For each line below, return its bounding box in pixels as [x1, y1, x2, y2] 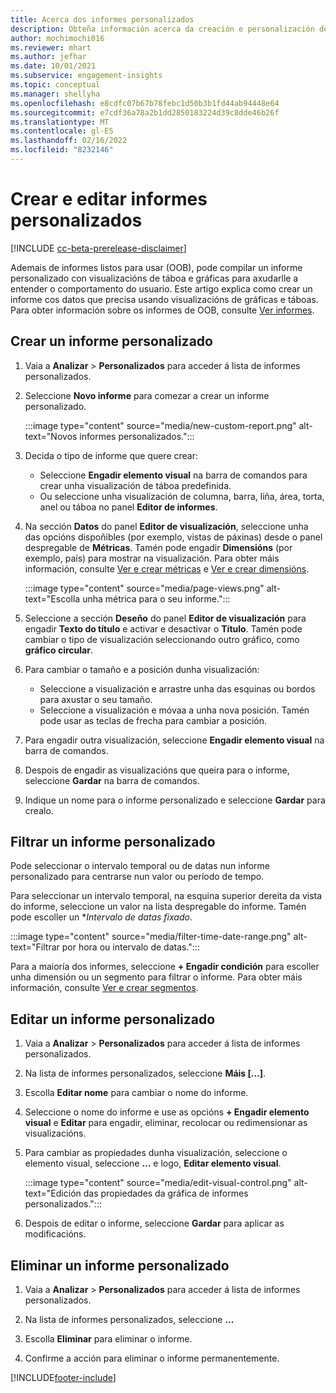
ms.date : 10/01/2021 [10, 61, 97, 71]
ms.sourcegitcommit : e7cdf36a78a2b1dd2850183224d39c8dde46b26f [10, 107, 280, 118]
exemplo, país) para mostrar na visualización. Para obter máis [24, 552, 280, 564]
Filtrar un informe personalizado [10, 834, 216, 851]
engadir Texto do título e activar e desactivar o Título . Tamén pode [24, 622, 303, 635]
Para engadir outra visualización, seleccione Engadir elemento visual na [24, 734, 325, 746]
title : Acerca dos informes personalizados [10, 14, 195, 25]
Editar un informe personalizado [10, 1011, 216, 1028]
